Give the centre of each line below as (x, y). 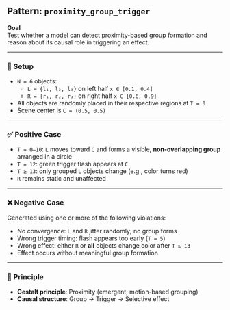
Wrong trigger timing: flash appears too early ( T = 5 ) (91, 238)
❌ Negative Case (36, 203)
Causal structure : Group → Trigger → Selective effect (93, 299)
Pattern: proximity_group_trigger (79, 11)
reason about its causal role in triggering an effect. (78, 42)
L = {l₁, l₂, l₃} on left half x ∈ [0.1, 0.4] (90, 89)
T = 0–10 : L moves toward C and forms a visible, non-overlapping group (119, 149)
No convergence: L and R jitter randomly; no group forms (97, 231)
